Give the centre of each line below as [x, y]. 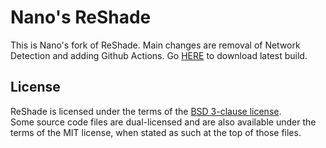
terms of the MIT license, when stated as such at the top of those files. [156, 132]
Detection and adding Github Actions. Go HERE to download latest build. [159, 55]
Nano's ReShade [81, 17]
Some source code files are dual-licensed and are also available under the [163, 122]
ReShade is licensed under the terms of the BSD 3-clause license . [146, 111]
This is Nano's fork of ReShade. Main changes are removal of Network [155, 45]
